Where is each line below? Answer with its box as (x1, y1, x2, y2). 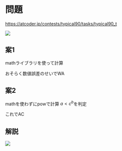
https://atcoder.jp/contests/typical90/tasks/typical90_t (5, 20, 117, 27)
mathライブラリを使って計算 (5, 60, 64, 66)
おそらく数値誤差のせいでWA (5, 70, 65, 76)
